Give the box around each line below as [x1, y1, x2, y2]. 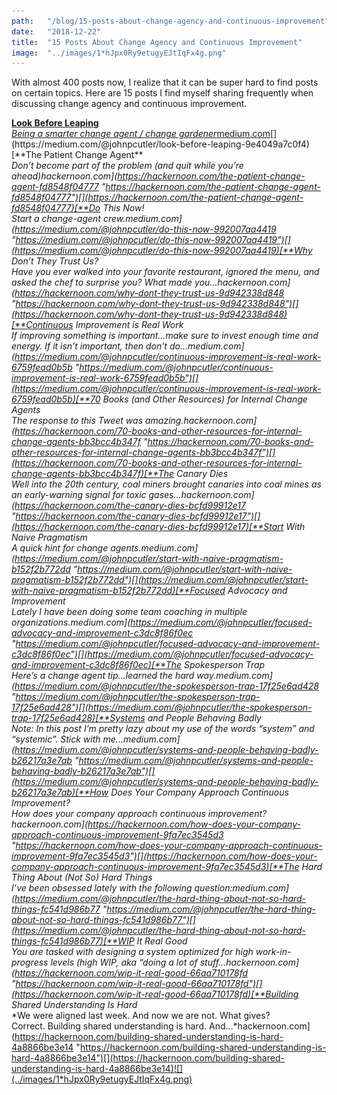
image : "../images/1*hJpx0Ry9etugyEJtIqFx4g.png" [11, 48, 227, 58]
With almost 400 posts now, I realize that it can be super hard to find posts [11, 76, 319, 89]
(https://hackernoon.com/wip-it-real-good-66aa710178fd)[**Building [11, 988, 299, 1000]
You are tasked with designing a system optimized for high [11, 946, 254, 958]
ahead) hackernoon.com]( [11, 170, 118, 182]
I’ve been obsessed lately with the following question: [11, 882, 233, 894]
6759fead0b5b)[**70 [11, 393, 101, 405]
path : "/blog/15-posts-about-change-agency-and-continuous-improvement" [11, 16, 330, 26]
